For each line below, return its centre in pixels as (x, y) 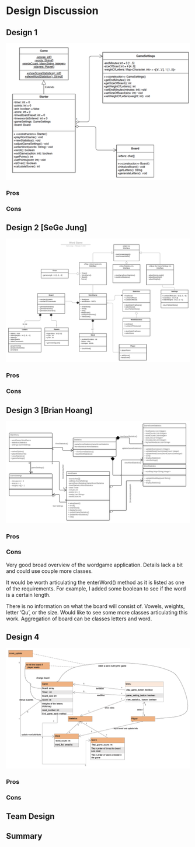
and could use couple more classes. (50, 571)
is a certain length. (28, 595)
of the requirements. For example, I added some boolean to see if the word (96, 588)
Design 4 (23, 637)
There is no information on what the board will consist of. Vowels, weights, (95, 606)
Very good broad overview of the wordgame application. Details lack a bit (94, 565)
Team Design (30, 816)
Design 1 (22, 33)
